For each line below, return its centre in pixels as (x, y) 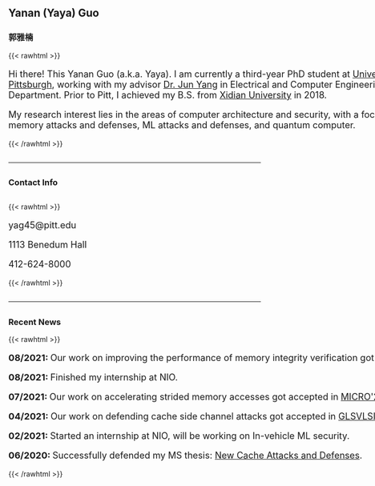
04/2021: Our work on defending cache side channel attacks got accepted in (172, 417)
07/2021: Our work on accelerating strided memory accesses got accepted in (173, 397)
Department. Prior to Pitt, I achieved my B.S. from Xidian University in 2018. (167, 95)
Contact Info (33, 183)
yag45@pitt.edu (42, 225)
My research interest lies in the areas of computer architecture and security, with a (183, 114)
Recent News (35, 322)
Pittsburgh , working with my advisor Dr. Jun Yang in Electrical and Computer (171, 84)
